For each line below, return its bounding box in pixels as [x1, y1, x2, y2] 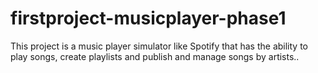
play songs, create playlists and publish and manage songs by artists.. [10, 50, 300, 62]
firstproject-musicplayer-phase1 [10, 7, 287, 30]
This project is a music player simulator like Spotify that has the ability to [10, 40, 309, 52]
